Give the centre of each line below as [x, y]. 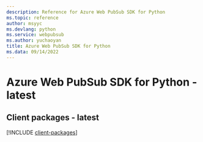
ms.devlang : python [31, 29]
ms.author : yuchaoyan [34, 40]
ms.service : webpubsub [35, 35]
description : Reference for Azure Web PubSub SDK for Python [86, 12]
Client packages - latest [53, 118]
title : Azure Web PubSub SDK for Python [59, 47]
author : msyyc [24, 23]
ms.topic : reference [33, 18]
